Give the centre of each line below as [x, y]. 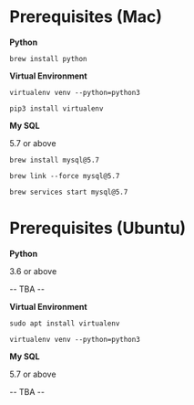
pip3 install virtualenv [56, 108]
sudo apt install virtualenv [65, 323]
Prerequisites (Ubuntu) [98, 228]
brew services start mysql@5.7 [69, 192]
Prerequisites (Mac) [86, 17]
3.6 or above [33, 271]
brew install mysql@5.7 [55, 160]
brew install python [49, 59]
